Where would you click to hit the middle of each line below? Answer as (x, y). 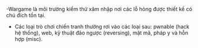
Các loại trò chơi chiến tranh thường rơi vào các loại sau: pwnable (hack (102, 27)
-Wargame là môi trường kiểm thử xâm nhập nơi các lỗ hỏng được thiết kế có (99, 9)
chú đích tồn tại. (26, 15)
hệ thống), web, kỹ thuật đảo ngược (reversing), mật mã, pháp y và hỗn (101, 33)
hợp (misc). (29, 39)
